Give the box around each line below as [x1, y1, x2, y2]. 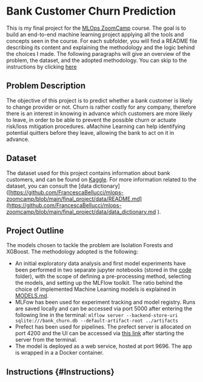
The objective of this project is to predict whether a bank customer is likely [6, 97, 193, 104]
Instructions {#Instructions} [6, 366, 115, 377]
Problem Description [6, 81, 86, 91]
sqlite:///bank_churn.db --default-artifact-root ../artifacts [15, 318, 179, 324]
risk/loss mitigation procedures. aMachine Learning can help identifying [6, 123, 186, 130]
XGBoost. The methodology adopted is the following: [6, 248, 138, 256]
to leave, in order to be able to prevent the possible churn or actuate [6, 116, 177, 123]
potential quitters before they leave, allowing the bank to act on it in [6, 129, 175, 136]
